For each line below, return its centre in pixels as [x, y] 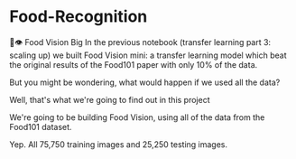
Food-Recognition [79, 17]
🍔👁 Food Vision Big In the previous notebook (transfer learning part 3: [140, 42]
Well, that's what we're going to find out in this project [110, 99]
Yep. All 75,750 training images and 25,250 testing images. [119, 144]
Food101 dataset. [41, 126]
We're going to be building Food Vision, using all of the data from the [137, 117]
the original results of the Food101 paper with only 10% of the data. [134, 64]
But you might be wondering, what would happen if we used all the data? [145, 82]
